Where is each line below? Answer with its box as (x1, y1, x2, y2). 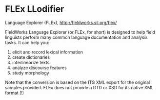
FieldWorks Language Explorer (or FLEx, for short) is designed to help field (5, 29, 155, 35)
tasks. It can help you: (5, 39, 50, 45)
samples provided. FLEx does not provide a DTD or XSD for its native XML (5, 84, 154, 90)
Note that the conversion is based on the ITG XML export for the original (5, 79, 150, 85)
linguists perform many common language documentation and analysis (5, 34, 148, 40)
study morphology (12, 70, 50, 75)
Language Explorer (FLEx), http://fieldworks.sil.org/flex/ (5, 20, 117, 25)
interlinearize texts (12, 59, 50, 65)
